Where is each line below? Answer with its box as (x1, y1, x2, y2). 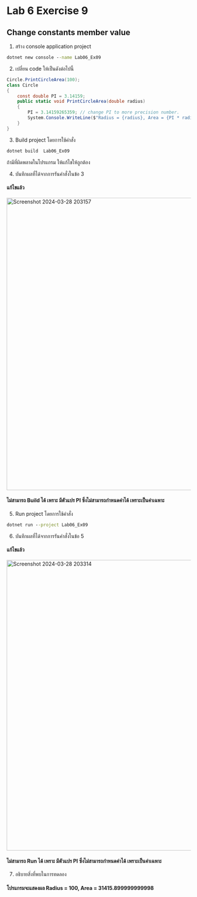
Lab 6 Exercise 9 (6, 4, 88, 18)
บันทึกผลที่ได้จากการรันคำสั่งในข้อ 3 (15, 170, 84, 177)
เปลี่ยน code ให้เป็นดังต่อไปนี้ (15, 65, 74, 72)
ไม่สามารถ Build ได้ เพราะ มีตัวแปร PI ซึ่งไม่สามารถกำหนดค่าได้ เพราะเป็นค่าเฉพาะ (6, 497, 165, 504)
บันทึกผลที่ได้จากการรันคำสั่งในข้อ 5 (15, 532, 84, 539)
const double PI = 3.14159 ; (17, 93, 85, 99)
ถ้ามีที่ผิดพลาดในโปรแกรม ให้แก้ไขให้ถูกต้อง (6, 158, 91, 165)
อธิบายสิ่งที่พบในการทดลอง (15, 871, 67, 878)
